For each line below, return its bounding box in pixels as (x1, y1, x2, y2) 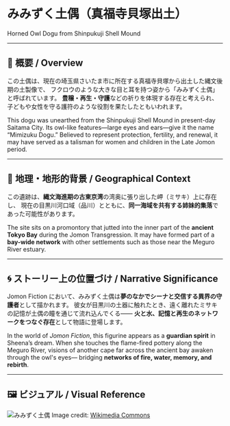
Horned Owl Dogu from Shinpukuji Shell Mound (7, 29, 141, 38)
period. (7, 145, 27, 153)
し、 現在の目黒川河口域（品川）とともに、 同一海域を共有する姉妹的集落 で (7, 201, 219, 209)
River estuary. (7, 245, 47, 253)
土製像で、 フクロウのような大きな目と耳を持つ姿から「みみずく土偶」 (18, 85, 219, 93)
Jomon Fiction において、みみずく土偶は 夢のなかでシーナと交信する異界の (7, 292, 217, 301)
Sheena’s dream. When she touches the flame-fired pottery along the (7, 339, 203, 347)
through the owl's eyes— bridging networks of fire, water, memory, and (7, 354, 212, 362)
